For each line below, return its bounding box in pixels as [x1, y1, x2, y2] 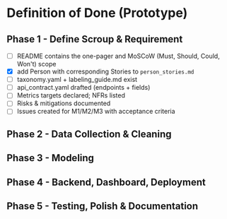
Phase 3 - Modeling [6, 152, 95, 164]
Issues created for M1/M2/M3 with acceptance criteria [16, 107, 175, 116]
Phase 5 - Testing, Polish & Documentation [6, 200, 199, 212]
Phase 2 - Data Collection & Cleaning [6, 128, 172, 140]
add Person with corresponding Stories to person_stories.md [16, 67, 194, 76]
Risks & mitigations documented [16, 99, 111, 107]
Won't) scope [16, 60, 57, 69]
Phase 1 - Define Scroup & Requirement [6, 33, 183, 45]
